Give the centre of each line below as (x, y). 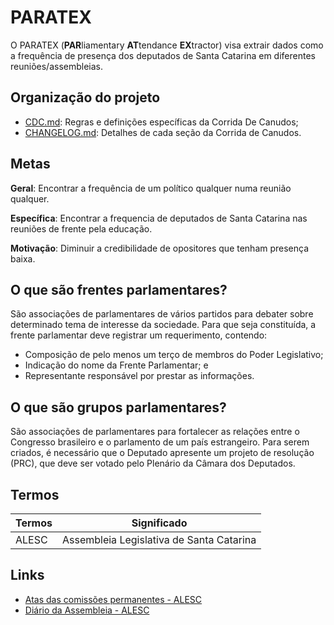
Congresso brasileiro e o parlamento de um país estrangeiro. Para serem (160, 442)
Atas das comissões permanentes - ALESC (113, 599)
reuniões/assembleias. (56, 66)
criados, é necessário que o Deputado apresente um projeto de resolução (162, 453)
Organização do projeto (85, 97)
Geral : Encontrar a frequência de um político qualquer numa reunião (151, 188)
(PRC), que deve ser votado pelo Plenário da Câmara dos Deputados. (153, 463)
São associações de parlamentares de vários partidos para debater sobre (162, 314)
